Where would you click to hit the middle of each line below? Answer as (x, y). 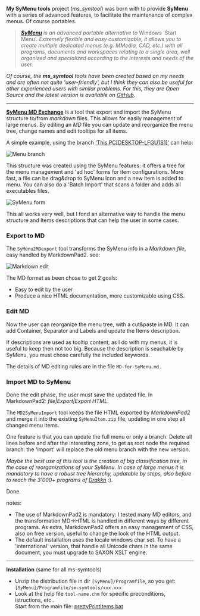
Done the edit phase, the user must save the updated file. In (79, 395)
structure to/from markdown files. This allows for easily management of (94, 118)
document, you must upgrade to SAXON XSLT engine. (81, 552)
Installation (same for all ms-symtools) (54, 569)
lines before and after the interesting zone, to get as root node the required (98, 443)
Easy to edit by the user (44, 290)
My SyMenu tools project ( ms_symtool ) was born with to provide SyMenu (97, 9)
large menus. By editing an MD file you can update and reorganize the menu (100, 125)
